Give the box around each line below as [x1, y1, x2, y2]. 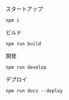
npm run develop [5, 64, 47, 70]
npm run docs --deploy [5, 88, 63, 94]
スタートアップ [5, 5, 43, 12]
